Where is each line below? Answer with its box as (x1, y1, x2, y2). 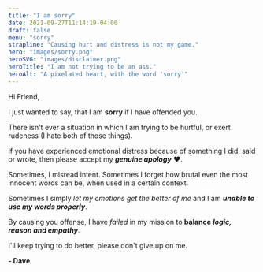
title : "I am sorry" (8, 11, 76, 20)
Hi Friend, (8, 91, 40, 101)
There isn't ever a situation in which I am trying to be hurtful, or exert (8, 122, 231, 132)
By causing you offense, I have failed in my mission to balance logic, (8, 217, 232, 226)
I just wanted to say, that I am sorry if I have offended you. (8, 107, 198, 117)
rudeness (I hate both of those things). (8, 131, 133, 140)
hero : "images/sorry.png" (8, 48, 93, 56)
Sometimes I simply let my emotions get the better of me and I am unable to (8, 193, 254, 203)
